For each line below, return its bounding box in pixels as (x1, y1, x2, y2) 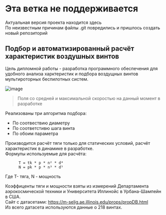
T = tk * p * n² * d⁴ (18, 160, 64, 165)
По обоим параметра (12, 130, 58, 136)
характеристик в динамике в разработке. (5, 145, 94, 151)
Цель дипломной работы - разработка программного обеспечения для (5, 65, 158, 71)
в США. (5, 194, 21, 200)
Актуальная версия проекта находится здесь (5, 19, 102, 25)
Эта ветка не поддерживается (5, 3, 139, 14)
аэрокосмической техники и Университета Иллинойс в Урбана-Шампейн (5, 188, 162, 194)
